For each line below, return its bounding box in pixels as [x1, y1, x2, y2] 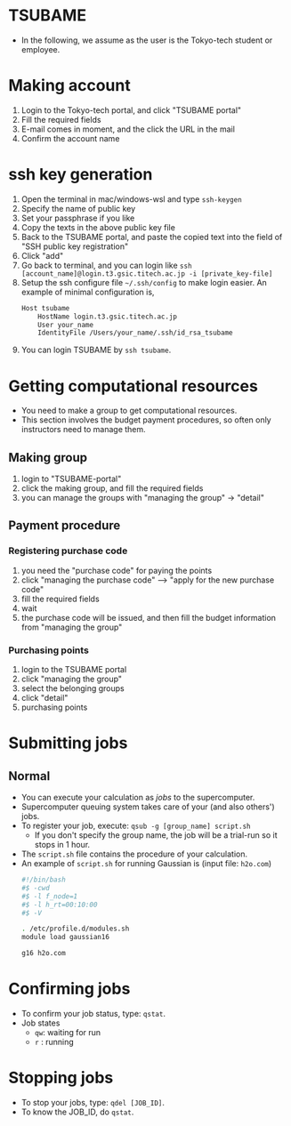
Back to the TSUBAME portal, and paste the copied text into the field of [20, 231, 283, 242]
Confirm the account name [20, 133, 120, 143]
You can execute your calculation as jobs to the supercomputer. [20, 792, 255, 803]
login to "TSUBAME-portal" [20, 473, 122, 485]
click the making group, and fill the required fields [20, 483, 204, 494]
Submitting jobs [8, 733, 128, 753]
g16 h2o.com [20, 949, 66, 958]
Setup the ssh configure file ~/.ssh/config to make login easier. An [20, 277, 268, 287]
